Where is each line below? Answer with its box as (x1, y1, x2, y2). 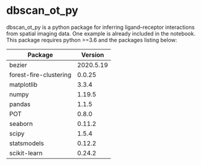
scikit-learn (9, 149, 43, 157)
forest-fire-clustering (9, 70, 72, 79)
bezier (9, 61, 27, 69)
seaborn (9, 119, 33, 128)
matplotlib (9, 80, 38, 89)
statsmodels (9, 139, 44, 148)
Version (81, 51, 104, 59)
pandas (9, 100, 31, 108)
